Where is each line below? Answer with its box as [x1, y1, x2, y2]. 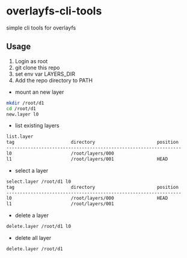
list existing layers [14, 122, 60, 129]
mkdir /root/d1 [6, 100, 44, 106]
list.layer [6, 134, 34, 140]
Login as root [14, 57, 48, 64]
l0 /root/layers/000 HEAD [6, 195, 168, 201]
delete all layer [14, 235, 52, 241]
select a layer [14, 167, 49, 174]
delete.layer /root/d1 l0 [6, 224, 71, 230]
